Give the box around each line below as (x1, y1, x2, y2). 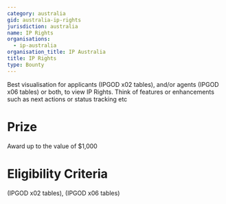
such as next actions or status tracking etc (7, 94, 128, 103)
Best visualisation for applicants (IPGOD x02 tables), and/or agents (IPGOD (7, 80, 219, 88)
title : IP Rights (7, 55, 57, 62)
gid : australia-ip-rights (7, 17, 81, 23)
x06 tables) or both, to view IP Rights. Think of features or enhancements (7, 88, 215, 96)
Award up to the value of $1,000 (7, 142, 98, 150)
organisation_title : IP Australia (7, 49, 106, 56)
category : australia (7, 10, 67, 17)
